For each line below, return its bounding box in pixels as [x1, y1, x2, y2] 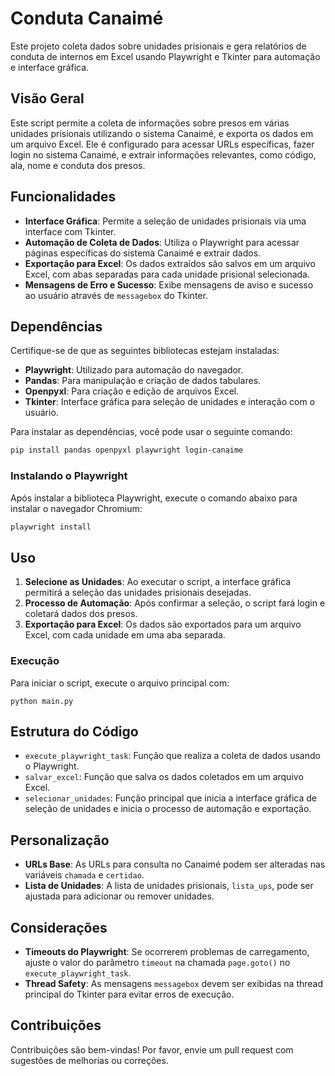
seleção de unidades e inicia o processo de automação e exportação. [24, 803, 312, 815]
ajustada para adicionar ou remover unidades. [24, 890, 215, 902]
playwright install [10, 522, 92, 532]
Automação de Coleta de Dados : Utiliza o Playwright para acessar [24, 236, 300, 248]
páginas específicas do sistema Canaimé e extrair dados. [24, 247, 262, 259]
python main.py [10, 696, 74, 706]
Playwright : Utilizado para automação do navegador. [24, 364, 244, 376]
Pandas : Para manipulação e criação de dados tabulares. [24, 375, 262, 387]
